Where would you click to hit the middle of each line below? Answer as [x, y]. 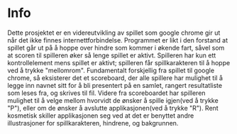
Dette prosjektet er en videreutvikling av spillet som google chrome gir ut [114, 33]
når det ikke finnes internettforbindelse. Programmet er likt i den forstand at [118, 40]
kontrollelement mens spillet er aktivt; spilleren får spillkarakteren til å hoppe [119, 62]
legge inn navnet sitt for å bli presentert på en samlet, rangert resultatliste [115, 85]
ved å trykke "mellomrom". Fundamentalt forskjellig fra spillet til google [111, 70]
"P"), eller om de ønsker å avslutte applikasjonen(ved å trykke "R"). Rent [113, 108]
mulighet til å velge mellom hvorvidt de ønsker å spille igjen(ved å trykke [113, 100]
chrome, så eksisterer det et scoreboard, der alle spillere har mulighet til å [115, 78]
